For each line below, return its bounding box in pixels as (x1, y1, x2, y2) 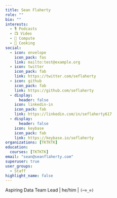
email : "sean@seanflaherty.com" (5, 154, 73, 159)
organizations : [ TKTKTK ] (5, 140, 58, 145)
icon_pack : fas (14, 54, 47, 60)
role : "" (5, 12, 24, 17)
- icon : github (10, 78, 42, 83)
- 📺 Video (10, 31, 32, 36)
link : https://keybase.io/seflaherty (14, 135, 94, 140)
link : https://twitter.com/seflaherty (14, 74, 96, 79)
